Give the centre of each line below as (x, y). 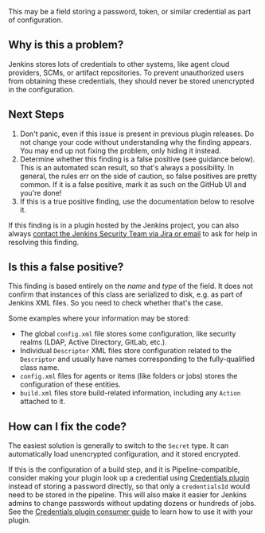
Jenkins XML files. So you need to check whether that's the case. (116, 303)
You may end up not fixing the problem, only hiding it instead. (120, 150)
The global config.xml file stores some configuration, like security (128, 334)
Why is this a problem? (66, 45)
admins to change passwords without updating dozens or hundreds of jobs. (132, 504)
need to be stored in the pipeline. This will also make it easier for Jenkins (127, 495)
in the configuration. (41, 89)
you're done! (41, 193)
